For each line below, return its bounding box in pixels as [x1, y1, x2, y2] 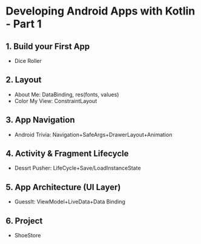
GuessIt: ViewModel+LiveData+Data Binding [14, 198, 125, 205]
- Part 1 [5, 17, 42, 31]
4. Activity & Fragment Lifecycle [5, 148, 129, 159]
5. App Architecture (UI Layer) [5, 182, 121, 192]
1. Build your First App [5, 41, 90, 51]
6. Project [5, 216, 43, 226]
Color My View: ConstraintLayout [14, 97, 97, 104]
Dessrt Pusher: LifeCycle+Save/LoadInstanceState [14, 165, 141, 172]
